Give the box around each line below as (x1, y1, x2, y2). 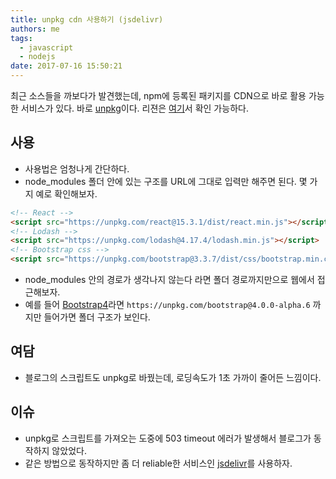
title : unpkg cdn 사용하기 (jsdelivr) (10, 14, 164, 25)
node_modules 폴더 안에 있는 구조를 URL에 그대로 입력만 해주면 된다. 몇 (24, 175, 308, 187)
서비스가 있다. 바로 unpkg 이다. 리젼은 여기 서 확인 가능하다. (20, 102, 249, 114)
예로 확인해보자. (35, 187, 98, 200)
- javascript (19, 42, 74, 53)
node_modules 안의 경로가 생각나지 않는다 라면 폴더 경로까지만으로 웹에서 (24, 274, 315, 286)
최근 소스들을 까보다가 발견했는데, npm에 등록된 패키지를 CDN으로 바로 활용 (10, 90, 307, 101)
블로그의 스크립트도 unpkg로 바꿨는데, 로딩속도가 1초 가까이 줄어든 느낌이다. (24, 371, 322, 383)
